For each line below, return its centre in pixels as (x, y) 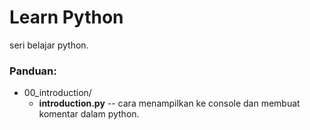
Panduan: (33, 71)
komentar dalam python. (89, 114)
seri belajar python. (49, 45)
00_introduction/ (57, 93)
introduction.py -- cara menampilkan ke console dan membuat (169, 103)
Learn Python (66, 17)
